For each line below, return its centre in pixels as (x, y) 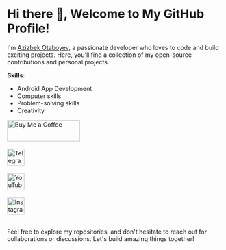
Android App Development (54, 88)
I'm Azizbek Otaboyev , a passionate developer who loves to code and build (113, 47)
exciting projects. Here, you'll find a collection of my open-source (100, 55)
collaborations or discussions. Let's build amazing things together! (101, 238)
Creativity (31, 110)
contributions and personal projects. (58, 62)
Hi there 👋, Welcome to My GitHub (106, 14)
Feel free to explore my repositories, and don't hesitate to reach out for (107, 232)
